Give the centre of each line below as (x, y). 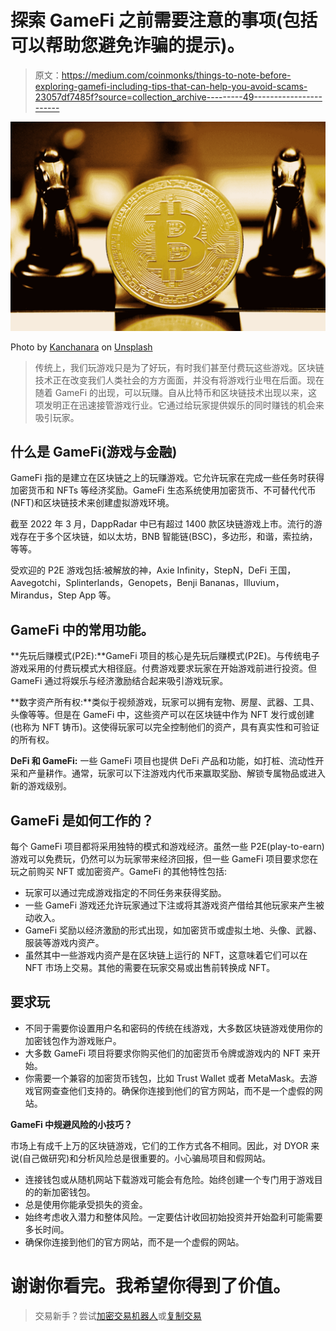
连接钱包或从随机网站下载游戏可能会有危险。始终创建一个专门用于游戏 (169, 1179)
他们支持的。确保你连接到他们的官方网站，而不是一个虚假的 (191, 1090)
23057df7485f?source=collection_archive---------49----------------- (178, 97)
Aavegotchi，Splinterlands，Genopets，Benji (104, 583)
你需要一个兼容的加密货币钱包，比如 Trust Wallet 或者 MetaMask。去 (166, 1078)
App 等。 (97, 595)
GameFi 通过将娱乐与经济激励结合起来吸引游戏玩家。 (119, 681)
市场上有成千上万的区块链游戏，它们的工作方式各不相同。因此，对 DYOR (159, 1145)
